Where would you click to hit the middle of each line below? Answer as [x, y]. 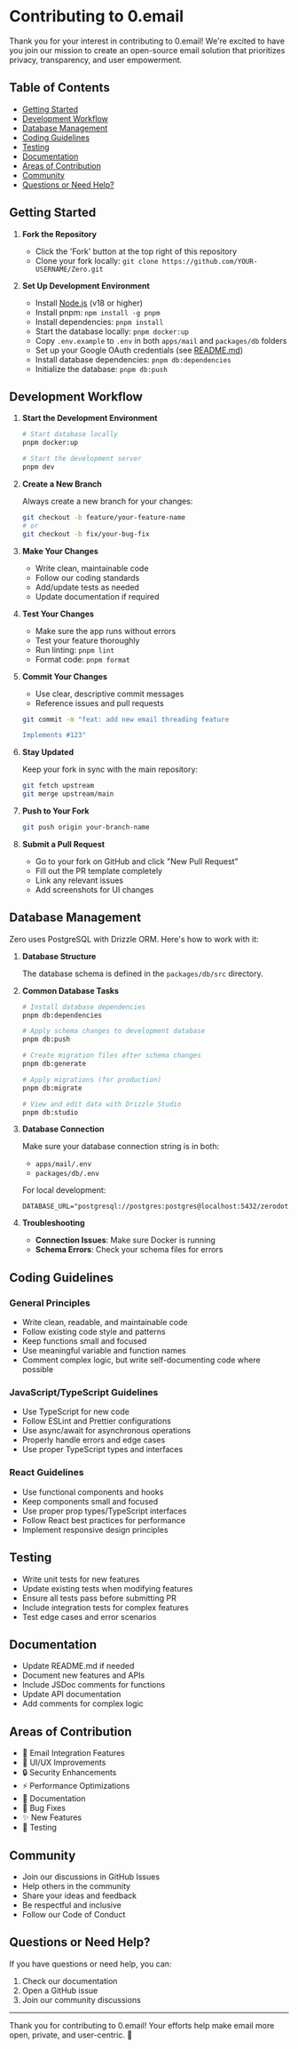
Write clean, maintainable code [92, 568]
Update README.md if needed [78, 1666]
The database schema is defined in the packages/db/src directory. [142, 973]
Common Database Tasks [71, 990]
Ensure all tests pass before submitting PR [99, 1598]
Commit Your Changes [65, 676]
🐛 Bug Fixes [44, 1808]
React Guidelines [47, 1473]
